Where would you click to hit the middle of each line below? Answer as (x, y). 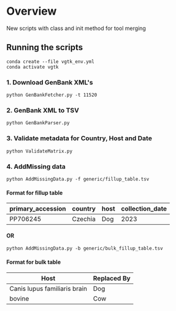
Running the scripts (45, 47)
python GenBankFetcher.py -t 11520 (52, 95)
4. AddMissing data (36, 167)
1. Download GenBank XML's (50, 82)
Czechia (84, 219)
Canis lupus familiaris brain (48, 288)
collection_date (144, 209)
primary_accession (38, 209)
